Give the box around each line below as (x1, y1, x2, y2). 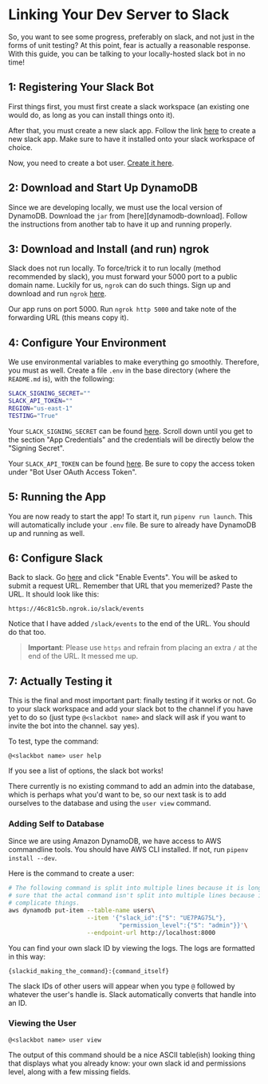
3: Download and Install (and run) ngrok (8, 242, 210, 256)
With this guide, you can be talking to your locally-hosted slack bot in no (8, 49, 246, 58)
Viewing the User (8, 1018, 77, 1029)
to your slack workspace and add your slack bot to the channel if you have (8, 704, 254, 714)
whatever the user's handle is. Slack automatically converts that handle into (8, 989, 257, 999)
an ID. (8, 998, 28, 1007)
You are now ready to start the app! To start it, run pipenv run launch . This (8, 511, 253, 521)
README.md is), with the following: (8, 374, 115, 384)
